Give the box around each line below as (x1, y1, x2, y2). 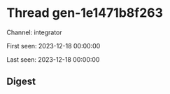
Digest (6, 76, 36, 88)
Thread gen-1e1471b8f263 (6, 5, 164, 21)
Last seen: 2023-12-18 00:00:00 (6, 55, 100, 64)
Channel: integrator (6, 28, 62, 36)
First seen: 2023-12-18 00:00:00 (6, 41, 101, 50)
